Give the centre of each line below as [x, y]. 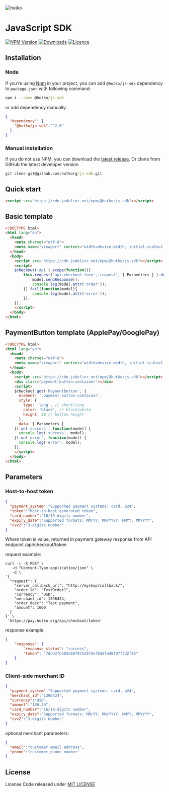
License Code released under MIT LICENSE [50, 784]
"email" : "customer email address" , [47, 747]
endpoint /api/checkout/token [36, 545]
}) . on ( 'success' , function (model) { [53, 428]
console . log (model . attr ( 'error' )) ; [69, 294]
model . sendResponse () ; [56, 280]
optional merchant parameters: [37, 733]
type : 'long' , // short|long [54, 405]
